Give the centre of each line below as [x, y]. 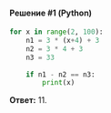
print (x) [59, 83]
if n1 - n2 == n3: [61, 74]
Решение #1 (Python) [51, 13]
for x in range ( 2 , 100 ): [56, 32]
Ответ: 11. [28, 100]
